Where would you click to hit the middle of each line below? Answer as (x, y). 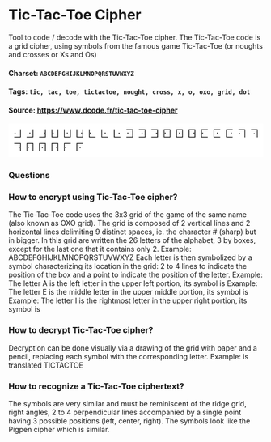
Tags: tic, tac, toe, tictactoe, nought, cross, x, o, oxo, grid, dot (129, 91)
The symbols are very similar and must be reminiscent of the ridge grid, (127, 403)
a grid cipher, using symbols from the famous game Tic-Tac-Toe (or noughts (135, 45)
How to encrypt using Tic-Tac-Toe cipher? (93, 197)
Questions (29, 175)
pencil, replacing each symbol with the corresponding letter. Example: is (129, 356)
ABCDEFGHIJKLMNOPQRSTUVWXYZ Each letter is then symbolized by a (130, 257)
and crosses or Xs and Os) (53, 54)
